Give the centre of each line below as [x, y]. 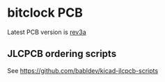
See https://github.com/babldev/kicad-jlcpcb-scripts [83, 70]
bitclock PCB [45, 13]
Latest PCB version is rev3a [47, 32]
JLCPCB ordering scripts [62, 54]
